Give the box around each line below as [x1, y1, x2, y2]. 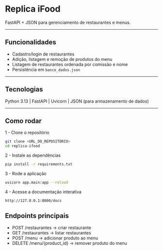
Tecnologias [5, 85, 43, 93]
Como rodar [5, 117, 42, 125]
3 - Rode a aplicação [5, 171, 47, 176]
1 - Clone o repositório [5, 130, 49, 136]
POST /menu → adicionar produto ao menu [12, 235, 98, 241]
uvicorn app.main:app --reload [5, 180, 68, 185]
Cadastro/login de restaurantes [12, 51, 75, 57]
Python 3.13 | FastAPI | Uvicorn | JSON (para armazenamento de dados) [5, 98, 149, 104]
